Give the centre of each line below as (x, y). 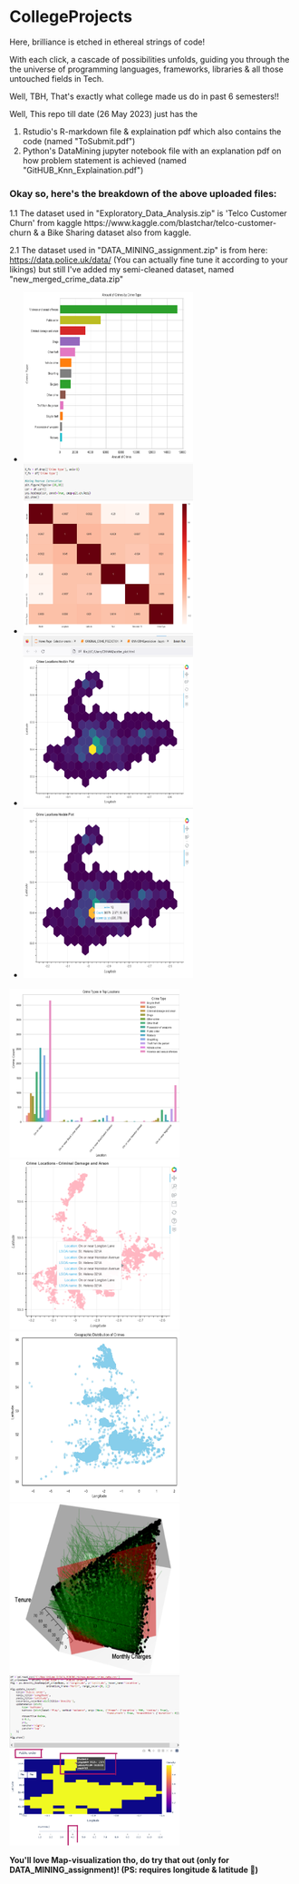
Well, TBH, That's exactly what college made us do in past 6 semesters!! (144, 96)
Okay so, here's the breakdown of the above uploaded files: (143, 193)
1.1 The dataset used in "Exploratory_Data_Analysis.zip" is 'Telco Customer (148, 213)
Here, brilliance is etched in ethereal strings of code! (107, 42)
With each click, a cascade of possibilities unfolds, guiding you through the (149, 59)
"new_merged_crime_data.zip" (67, 280)
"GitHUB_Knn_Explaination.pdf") (83, 170)
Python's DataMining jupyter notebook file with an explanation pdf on (152, 151)
